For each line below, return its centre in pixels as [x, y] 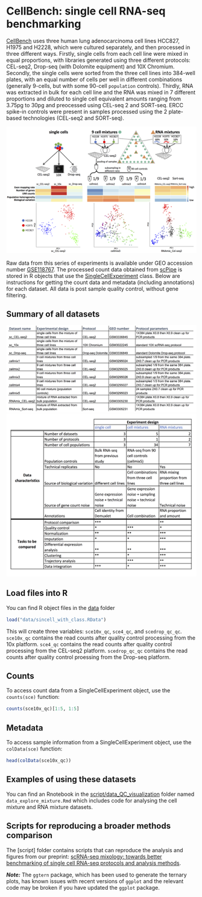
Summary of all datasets [53, 314]
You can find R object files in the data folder [61, 607]
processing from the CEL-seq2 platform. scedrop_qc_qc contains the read [97, 650]
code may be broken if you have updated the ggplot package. [83, 887]
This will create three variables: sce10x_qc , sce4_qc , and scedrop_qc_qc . [94, 631]
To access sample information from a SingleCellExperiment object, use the [99, 743]
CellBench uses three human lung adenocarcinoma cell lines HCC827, [93, 41]
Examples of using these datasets [71, 779]
